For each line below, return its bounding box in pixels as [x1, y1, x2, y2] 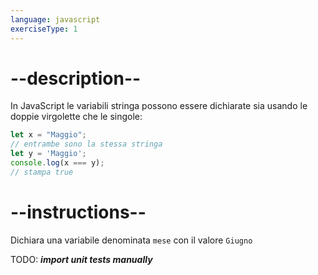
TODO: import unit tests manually [10, 253, 153, 265]
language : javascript [10, 14, 101, 25]
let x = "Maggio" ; [10, 130, 87, 140]
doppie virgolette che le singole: [10, 111, 143, 123]
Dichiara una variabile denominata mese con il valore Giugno [10, 234, 253, 246]
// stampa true [10, 167, 74, 177]
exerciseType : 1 [10, 24, 78, 34]
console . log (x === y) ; [10, 158, 105, 168]
